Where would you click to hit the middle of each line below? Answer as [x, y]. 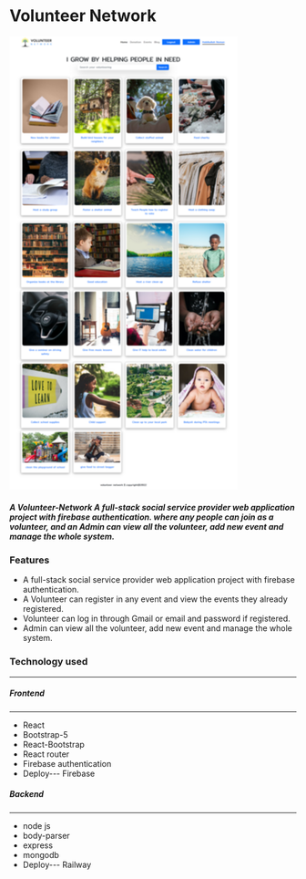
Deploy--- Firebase [59, 773]
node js [36, 825]
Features [30, 560]
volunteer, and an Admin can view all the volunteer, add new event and [147, 526]
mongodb [41, 854]
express [37, 845]
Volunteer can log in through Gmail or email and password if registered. [157, 619]
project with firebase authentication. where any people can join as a [142, 517]
